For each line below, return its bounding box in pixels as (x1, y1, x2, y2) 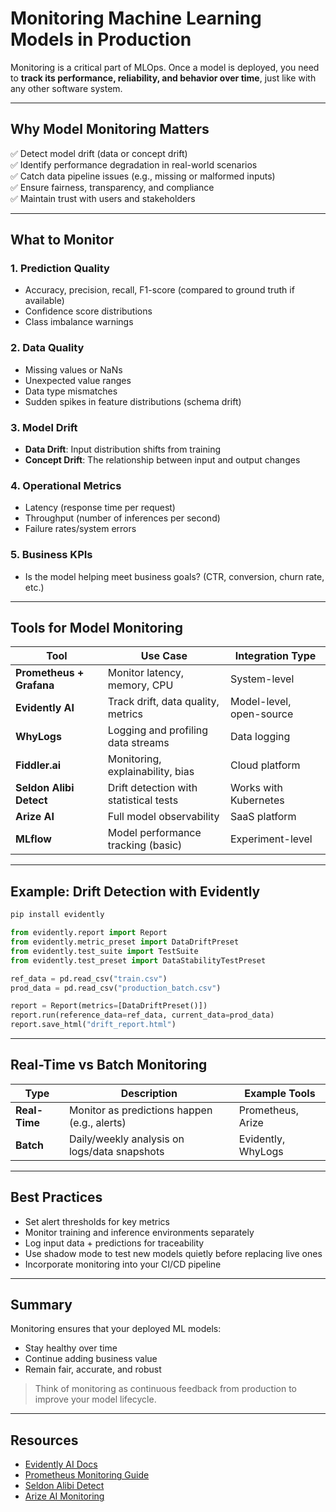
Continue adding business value (24, 1353, 158, 1365)
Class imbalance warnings (24, 316, 134, 328)
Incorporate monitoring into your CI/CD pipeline (24, 1258, 222, 1270)
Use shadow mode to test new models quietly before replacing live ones (24, 1247, 323, 1259)
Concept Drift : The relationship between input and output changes (24, 454, 301, 466)
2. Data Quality (10, 341, 85, 355)
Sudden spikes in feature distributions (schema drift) (24, 395, 242, 407)
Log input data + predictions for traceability (24, 1237, 205, 1249)
